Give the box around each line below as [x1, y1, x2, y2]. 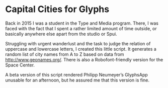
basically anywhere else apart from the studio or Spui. [5, 31, 117, 37]
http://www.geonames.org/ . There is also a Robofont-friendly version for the [5, 56, 163, 62]
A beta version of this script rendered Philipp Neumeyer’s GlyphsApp [5, 71, 148, 77]
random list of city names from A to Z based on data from [5, 51, 124, 57]
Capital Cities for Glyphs [5, 4, 110, 15]
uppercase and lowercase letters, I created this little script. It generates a [5, 46, 157, 52]
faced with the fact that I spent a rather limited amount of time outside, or [5, 25, 157, 31]
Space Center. [5, 62, 35, 68]
